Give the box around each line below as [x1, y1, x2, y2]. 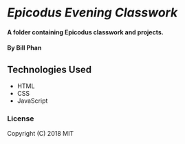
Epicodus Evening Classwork [7, 5, 178, 21]
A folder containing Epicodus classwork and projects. [7, 28, 164, 36]
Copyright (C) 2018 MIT [7, 130, 74, 138]
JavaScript [17, 96, 48, 105]
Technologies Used [7, 63, 91, 75]
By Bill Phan [7, 43, 42, 52]
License [7, 114, 34, 123]
